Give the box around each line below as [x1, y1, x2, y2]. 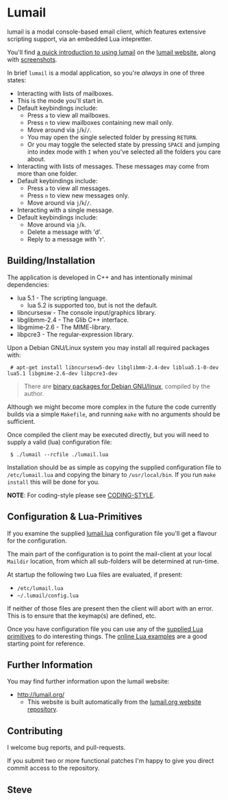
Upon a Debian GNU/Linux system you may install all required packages [7, 343, 210, 351]
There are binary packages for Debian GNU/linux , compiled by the [23, 382, 211, 390]
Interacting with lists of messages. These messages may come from [16, 162, 210, 170]
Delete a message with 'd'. [27, 228, 102, 236]
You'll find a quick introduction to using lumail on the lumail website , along [7, 48, 216, 56]
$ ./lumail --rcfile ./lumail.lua [10, 451, 109, 458]
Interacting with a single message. [16, 206, 114, 214]
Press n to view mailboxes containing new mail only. [27, 118, 174, 126]
